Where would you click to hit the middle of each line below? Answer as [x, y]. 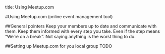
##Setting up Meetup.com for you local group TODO [59, 46]
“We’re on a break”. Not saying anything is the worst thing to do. [71, 37]
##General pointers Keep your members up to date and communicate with [81, 26]
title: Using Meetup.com [30, 7]
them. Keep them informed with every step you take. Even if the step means [82, 31]
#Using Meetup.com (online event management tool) [59, 16]
